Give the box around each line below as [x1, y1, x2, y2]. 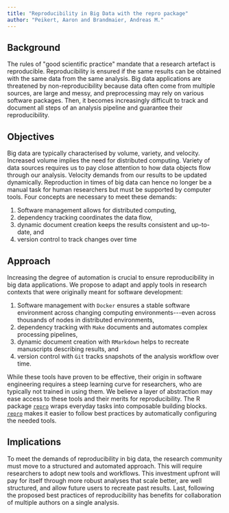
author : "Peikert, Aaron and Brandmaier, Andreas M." [7, 16, 165, 23]
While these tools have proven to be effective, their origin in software [7, 372, 202, 381]
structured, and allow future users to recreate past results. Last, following [7, 484, 215, 492]
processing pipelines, [16, 330, 78, 338]
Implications [7, 436, 62, 448]
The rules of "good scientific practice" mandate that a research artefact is [7, 60, 216, 69]
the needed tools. [7, 416, 57, 425]
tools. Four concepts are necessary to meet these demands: [7, 193, 177, 201]
